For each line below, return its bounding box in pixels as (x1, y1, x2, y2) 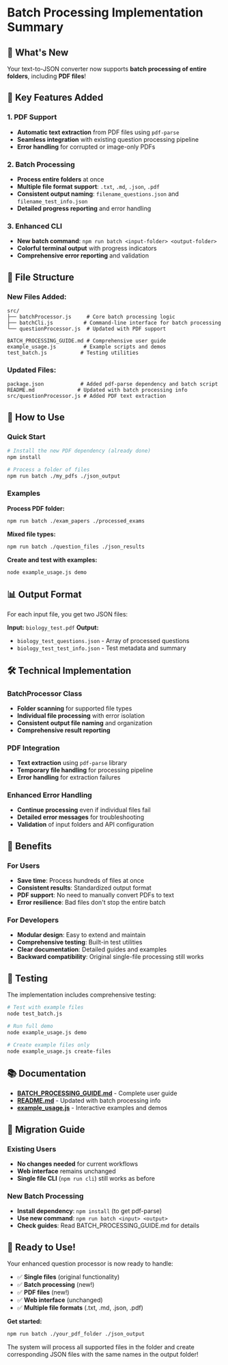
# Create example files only (7, 1041, 90, 1049)
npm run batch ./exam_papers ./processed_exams (7, 517, 145, 525)
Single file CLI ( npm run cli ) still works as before (16, 1175, 156, 1183)
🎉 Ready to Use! (7, 1241, 76, 1253)
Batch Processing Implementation (7, 5, 203, 21)
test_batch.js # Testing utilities (7, 349, 139, 356)
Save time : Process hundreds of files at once (16, 877, 145, 885)
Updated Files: (7, 365, 57, 375)
